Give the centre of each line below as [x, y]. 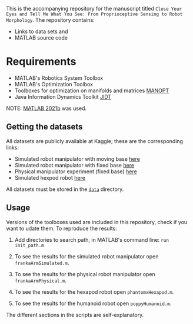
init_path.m [29, 245]
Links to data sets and [41, 31]
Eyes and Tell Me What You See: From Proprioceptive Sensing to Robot [94, 14]
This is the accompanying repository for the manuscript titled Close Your [94, 9]
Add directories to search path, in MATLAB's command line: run [92, 239]
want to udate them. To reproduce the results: [62, 228]
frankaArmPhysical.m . [40, 280]
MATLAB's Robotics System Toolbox [59, 78]
